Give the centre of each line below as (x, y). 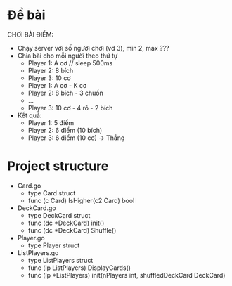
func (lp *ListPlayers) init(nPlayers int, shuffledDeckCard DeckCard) (127, 275)
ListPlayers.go (38, 252)
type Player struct (54, 245)
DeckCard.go (37, 208)
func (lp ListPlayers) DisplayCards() (79, 268)
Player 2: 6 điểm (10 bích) (65, 130)
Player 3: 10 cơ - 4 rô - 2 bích (70, 108)
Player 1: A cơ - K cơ (57, 85)
